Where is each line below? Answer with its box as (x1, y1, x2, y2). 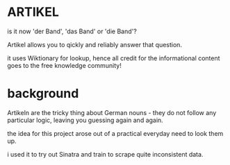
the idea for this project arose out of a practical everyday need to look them (7, 129, 224, 137)
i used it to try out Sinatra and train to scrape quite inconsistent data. (7, 150, 204, 158)
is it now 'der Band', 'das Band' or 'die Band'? (7, 27, 137, 35)
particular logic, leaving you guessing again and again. (7, 116, 163, 124)
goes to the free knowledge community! (7, 61, 122, 69)
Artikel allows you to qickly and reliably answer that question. (7, 40, 183, 49)
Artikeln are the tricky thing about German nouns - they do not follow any (7, 108, 217, 116)
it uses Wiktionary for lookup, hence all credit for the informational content (7, 53, 220, 62)
